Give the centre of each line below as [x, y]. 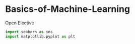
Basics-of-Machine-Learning [67, 9]
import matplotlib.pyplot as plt [40, 36]
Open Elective [20, 23]
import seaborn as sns [29, 32]
